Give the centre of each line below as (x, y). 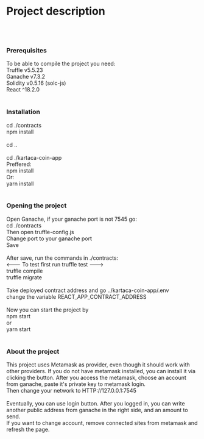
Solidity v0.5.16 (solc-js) (36, 83)
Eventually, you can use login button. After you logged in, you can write (96, 404)
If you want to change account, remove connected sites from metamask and (102, 423)
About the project (33, 351)
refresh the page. (28, 430)
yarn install (20, 184)
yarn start (19, 329)
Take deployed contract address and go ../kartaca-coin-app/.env (88, 290)
